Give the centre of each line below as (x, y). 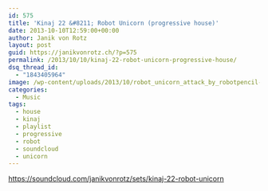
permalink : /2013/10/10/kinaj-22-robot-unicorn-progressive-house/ (123, 60)
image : (19, 82)
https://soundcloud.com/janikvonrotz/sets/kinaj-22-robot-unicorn (116, 179)
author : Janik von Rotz (48, 38)
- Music (28, 97)
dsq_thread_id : (33, 68)
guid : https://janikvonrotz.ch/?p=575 (73, 53)
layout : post (30, 45)
